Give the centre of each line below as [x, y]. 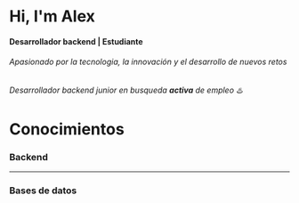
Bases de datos [43, 191]
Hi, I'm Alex [53, 16]
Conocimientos [67, 130]
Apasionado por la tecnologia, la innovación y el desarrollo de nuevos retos [148, 62]
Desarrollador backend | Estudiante [77, 41]
